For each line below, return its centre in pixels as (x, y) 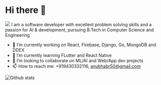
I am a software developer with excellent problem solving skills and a (81, 24)
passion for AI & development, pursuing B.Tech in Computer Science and (80, 30)
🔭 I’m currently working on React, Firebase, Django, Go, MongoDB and (84, 45)
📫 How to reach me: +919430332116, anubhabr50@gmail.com (77, 66)
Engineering (17, 35)
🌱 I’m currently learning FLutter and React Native (62, 55)
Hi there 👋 (26, 10)
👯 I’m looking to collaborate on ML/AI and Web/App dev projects (78, 60)
